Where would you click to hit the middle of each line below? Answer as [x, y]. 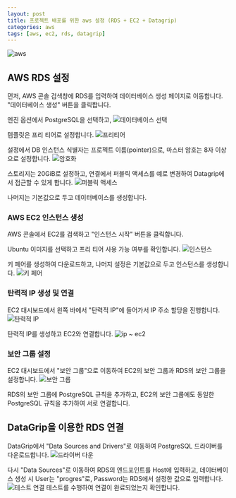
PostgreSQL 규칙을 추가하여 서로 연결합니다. [69, 403]
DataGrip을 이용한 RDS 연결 [66, 428]
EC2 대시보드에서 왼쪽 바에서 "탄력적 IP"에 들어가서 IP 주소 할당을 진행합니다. [114, 310]
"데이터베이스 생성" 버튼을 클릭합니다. [59, 105]
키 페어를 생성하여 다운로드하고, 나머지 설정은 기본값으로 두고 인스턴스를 [106, 264]
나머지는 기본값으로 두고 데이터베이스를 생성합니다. [77, 198]
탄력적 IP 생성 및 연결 [41, 293]
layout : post [26, 14]
